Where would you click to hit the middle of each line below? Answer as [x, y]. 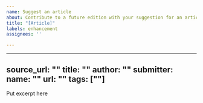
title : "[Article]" [31, 23]
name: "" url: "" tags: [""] [56, 79]
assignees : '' [24, 34]
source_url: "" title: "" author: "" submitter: [90, 70]
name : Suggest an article [39, 12]
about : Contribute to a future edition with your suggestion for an [94, 17]
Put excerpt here [27, 93]
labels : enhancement [32, 29]
